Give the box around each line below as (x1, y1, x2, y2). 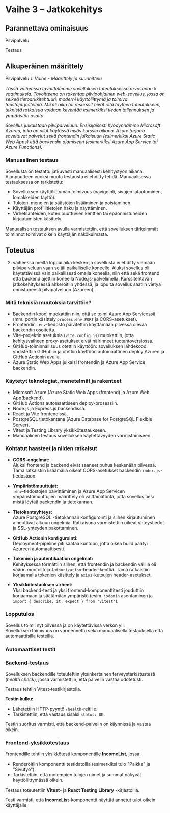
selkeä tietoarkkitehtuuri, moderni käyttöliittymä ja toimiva (5, 96, 128, 102)
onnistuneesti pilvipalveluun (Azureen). (12, 286, 95, 292)
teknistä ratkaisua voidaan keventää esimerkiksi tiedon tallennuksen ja (5, 107, 154, 113)
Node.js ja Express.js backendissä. (12, 405, 86, 411)
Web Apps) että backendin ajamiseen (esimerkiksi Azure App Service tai (5, 138, 158, 145)
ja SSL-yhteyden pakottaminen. (12, 525, 79, 531)
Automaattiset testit (5, 646, 56, 653)
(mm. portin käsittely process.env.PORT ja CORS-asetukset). (12, 316, 138, 322)
